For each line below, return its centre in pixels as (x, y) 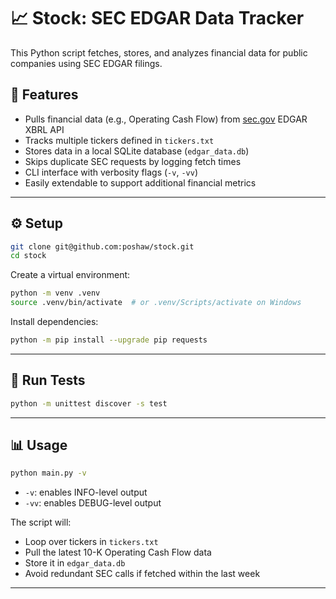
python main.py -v (48, 473)
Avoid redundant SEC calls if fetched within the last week (142, 574)
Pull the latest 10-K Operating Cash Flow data (118, 552)
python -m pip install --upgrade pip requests (109, 340)
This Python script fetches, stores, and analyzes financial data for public (159, 52)
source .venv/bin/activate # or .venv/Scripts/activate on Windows (156, 303)
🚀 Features (44, 95)
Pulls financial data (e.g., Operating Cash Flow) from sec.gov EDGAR (166, 119)
